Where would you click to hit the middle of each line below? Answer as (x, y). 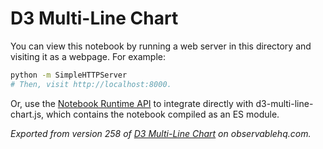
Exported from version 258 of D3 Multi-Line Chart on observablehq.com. (161, 133)
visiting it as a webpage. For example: (88, 56)
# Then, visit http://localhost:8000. (91, 84)
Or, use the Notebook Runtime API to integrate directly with (132, 103)
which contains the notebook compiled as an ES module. (162, 114)
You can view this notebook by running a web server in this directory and (161, 46)
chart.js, (27, 114)
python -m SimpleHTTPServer (69, 75)
